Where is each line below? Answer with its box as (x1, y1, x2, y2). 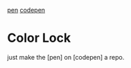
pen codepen (7, 6, 46, 14)
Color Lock (7, 31, 71, 46)
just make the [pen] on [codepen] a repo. (7, 53, 125, 61)
